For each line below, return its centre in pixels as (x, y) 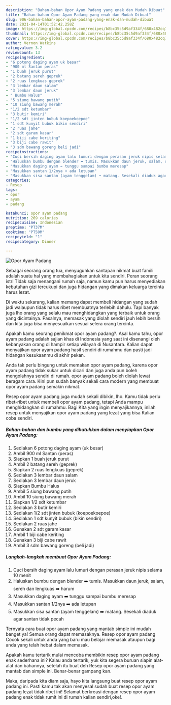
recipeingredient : (25, 57)
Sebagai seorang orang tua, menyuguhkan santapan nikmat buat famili (80, 270)
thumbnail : (17, 34)
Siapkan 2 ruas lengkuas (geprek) (48, 469)
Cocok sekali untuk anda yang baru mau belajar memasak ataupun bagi (80, 639)
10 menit (22, 575)
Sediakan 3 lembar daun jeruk (44, 480)
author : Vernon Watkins (31, 43)
